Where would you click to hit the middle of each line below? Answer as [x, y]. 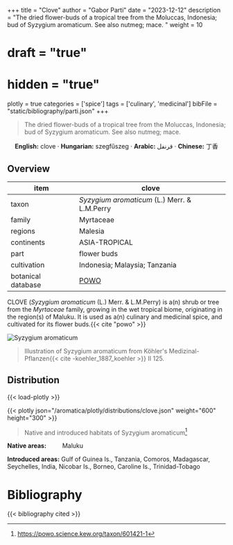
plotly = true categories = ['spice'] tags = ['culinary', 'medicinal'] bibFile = [112, 104]
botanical [26, 276]
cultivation [28, 265]
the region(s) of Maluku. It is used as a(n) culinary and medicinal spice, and [115, 317]
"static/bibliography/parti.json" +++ [58, 111]
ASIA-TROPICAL [106, 242]
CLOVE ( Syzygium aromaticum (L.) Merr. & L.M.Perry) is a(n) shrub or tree [113, 302]
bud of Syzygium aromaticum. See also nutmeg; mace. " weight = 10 [105, 25]
